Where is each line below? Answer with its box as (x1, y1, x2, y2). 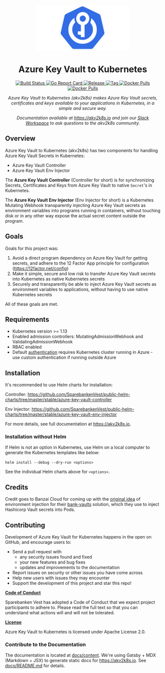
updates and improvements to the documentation (19, 565, 120, 571)
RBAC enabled (12, 344, 42, 350)
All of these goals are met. (5, 301, 59, 307)
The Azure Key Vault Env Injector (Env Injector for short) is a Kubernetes (5, 197, 154, 203)
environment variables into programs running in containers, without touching (5, 207, 161, 213)
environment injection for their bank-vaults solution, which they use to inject (5, 502, 160, 507)
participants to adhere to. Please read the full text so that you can (5, 605, 138, 610)
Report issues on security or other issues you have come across (12, 570, 143, 576)
